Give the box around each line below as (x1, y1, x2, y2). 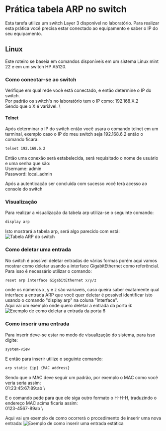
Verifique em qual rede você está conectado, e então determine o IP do (5, 87, 152, 93)
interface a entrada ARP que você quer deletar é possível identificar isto (5, 292, 153, 298)
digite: (5, 337, 18, 343)
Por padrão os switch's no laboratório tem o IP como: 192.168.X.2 (5, 98, 139, 104)
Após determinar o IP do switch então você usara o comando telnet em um (5, 126, 159, 132)
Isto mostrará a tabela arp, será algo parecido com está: (5, 228, 120, 234)
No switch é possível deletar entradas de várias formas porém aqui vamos (5, 257, 158, 263)
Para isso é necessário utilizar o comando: (5, 268, 92, 274)
